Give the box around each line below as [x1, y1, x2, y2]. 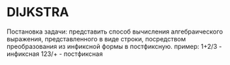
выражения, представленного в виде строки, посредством [6, 34, 186, 43]
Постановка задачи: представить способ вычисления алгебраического [6, 27, 224, 36]
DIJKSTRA [6, 4, 69, 20]
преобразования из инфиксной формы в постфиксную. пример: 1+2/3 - [6, 42, 222, 50]
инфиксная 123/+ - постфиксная [6, 50, 103, 58]
